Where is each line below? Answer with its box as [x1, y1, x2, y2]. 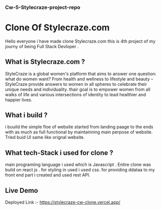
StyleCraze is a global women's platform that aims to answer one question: [5, 71, 157, 77]
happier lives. [5, 97, 33, 103]
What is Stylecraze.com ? [5, 58, 85, 66]
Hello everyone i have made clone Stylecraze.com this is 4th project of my [5, 38, 156, 44]
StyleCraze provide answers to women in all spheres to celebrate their [5, 81, 147, 87]
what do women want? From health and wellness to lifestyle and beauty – [5, 76, 154, 82]
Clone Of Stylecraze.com [5, 22, 110, 33]
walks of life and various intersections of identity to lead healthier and [5, 91, 146, 97]
